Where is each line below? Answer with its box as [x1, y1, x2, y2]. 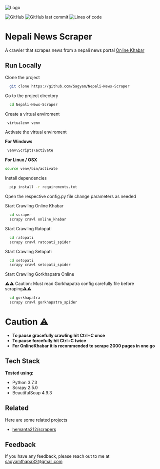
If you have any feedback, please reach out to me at [5, 453, 110, 459]
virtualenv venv [7, 120, 40, 125]
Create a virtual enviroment [5, 111, 60, 117]
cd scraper [9, 212, 32, 217]
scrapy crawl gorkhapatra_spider [9, 300, 78, 305]
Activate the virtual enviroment [5, 129, 67, 135]
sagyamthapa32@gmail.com [5, 459, 62, 465]
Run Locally [5, 61, 41, 70]
